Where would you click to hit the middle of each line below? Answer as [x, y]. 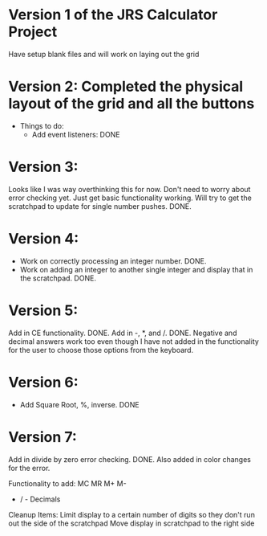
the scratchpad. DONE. [58, 278]
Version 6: [43, 382]
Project [33, 32]
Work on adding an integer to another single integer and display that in [136, 269]
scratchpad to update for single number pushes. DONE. [100, 206]
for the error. [29, 468]
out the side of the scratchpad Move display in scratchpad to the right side [131, 523]
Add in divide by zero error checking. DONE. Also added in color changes [129, 459]
